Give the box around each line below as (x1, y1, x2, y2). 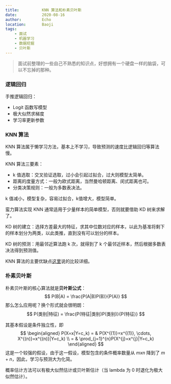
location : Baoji (5, 22, 54, 27)
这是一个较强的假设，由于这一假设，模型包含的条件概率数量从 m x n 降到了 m (5, 349, 165, 356)
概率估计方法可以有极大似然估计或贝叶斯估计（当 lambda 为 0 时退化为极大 (5, 367, 163, 373)
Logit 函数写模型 (12, 104, 47, 110)
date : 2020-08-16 (5, 12, 65, 17)
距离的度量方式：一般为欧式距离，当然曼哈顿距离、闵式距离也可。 (12, 178, 152, 184)
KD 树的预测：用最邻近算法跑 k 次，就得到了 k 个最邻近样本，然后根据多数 (5, 241, 162, 247)
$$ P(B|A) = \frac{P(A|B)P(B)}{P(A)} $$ (44, 293, 128, 300)
